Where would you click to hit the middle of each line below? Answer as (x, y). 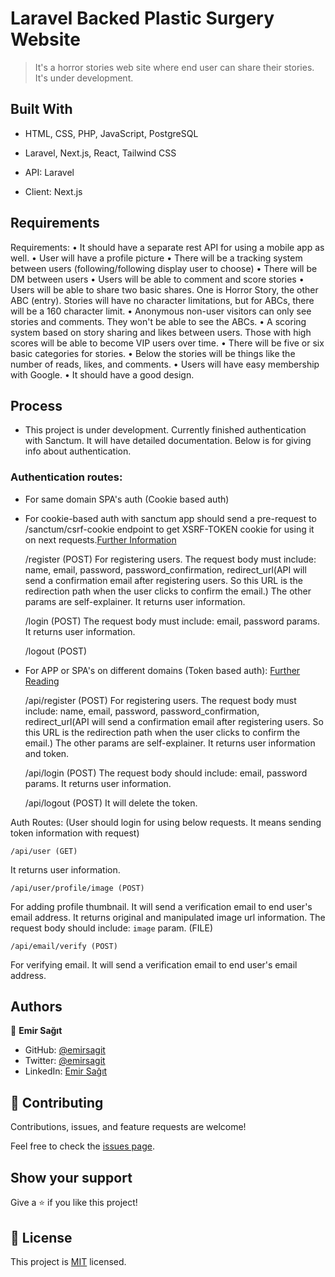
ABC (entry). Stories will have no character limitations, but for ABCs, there (162, 300)
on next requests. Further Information (100, 539)
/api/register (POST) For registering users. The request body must (160, 700)
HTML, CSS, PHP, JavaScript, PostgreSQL (111, 133)
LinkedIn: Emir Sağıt (66, 1071)
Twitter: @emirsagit (65, 1061)
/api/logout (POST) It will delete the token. (111, 803)
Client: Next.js (53, 191)
